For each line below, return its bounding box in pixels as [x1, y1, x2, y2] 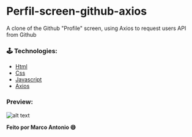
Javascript [15, 76, 42, 83]
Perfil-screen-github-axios [6, 4, 147, 18]
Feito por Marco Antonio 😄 [6, 124, 76, 131]
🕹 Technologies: [6, 46, 58, 55]
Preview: [6, 98, 34, 106]
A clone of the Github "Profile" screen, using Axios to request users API [6, 24, 186, 32]
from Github [6, 31, 37, 38]
